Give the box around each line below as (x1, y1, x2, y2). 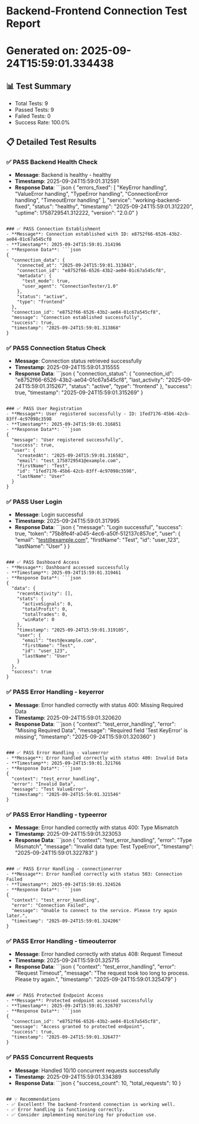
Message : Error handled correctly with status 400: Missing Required (14, 701, 184, 708)
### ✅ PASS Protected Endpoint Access (6, 992, 104, 998)
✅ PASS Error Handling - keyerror (6, 688, 104, 696)
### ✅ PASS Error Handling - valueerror (6, 750, 109, 755)
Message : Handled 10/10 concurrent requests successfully (14, 1067, 160, 1074)
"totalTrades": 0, (21, 611, 68, 617)
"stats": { (17, 596, 44, 602)
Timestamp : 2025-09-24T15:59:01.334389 (14, 1073, 122, 1080)
